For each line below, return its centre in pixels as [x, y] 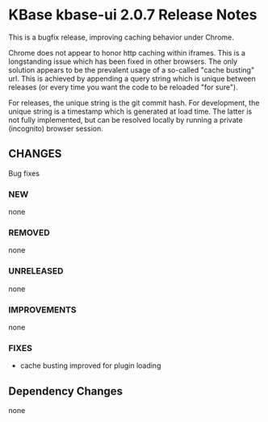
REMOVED [29, 232]
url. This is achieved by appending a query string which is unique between [132, 78]
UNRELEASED [36, 271]
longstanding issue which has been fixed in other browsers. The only [123, 61]
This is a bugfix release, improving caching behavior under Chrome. [121, 37]
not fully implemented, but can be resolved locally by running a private [126, 119]
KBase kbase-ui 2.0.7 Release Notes [133, 15]
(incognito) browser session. [56, 128]
